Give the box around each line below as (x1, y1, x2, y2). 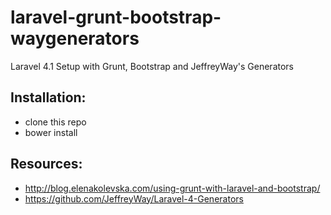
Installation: (10, 89, 87, 106)
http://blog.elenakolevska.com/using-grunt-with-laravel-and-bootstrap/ (24, 182, 321, 194)
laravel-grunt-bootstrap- (10, 6, 222, 29)
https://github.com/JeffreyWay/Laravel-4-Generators (24, 192, 244, 205)
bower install (24, 126, 78, 138)
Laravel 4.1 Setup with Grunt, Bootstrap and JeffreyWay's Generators (10, 60, 295, 72)
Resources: (10, 156, 83, 173)
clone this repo (24, 116, 87, 128)
